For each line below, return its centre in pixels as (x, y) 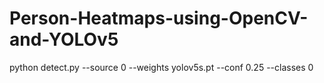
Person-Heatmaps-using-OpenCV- (159, 18)
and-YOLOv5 (64, 39)
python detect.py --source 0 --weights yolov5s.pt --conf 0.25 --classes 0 (161, 67)
